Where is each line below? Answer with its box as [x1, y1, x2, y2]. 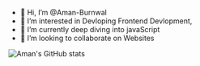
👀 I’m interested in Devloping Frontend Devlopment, [19, 16, 193, 26]
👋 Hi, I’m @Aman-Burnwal [19, 8, 107, 17]
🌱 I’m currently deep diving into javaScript [19, 25, 160, 34]
